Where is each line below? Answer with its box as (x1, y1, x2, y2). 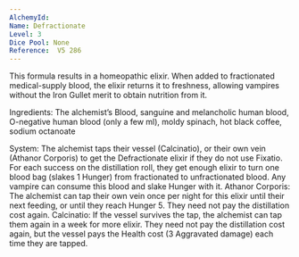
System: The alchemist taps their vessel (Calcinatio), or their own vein (9, 144, 266, 154)
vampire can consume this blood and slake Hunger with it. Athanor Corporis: (9, 181, 291, 192)
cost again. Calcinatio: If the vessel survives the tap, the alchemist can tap (9, 210, 283, 220)
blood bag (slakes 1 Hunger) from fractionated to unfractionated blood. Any (9, 171, 287, 183)
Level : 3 (9, 29, 42, 38)
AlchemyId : (9, 12, 50, 22)
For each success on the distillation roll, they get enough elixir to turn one (9, 162, 279, 173)
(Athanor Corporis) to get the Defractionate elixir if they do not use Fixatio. (9, 153, 283, 163)
